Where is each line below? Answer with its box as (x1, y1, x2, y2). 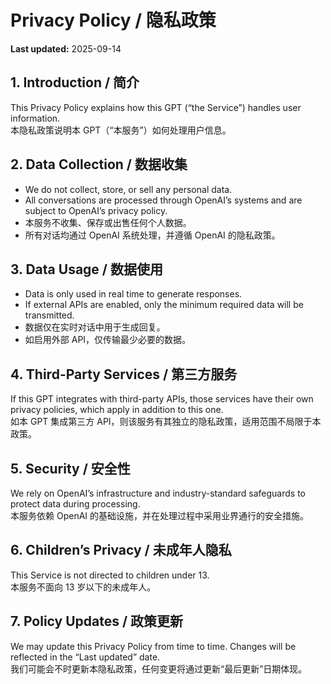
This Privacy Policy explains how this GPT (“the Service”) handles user (10, 101, 302, 113)
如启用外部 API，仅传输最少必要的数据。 (24, 334, 192, 346)
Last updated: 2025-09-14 (10, 42, 122, 55)
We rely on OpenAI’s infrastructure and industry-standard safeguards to (10, 487, 306, 499)
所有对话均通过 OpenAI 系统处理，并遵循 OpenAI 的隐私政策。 (24, 229, 281, 241)
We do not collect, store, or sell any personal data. (24, 183, 233, 195)
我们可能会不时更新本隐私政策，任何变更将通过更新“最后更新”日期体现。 (10, 662, 308, 675)
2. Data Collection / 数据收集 (10, 156, 188, 173)
